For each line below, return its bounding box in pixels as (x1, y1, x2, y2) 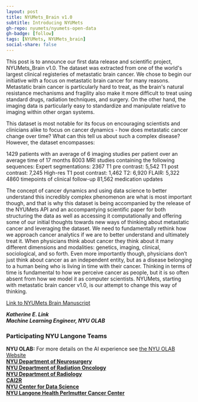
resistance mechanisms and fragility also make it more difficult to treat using (6, 90, 192, 97)
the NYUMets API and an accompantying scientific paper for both (6, 206, 166, 213)
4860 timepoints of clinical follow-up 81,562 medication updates (6, 176, 163, 183)
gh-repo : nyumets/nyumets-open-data (6, 25, 96, 31)
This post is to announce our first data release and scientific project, (6, 58, 173, 65)
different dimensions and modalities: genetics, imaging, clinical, (6, 244, 161, 251)
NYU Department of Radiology (6, 371, 82, 378)
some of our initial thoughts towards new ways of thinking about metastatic (6, 218, 189, 225)
